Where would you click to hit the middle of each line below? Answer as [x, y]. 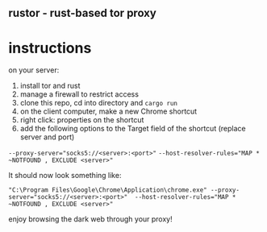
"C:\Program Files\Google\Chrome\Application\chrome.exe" [108, 190]
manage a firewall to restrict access [79, 94]
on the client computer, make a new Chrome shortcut [108, 111]
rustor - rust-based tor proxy [83, 13]
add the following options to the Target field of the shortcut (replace [133, 129]
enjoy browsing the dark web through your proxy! [90, 219]
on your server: [34, 70]
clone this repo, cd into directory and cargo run [98, 103]
